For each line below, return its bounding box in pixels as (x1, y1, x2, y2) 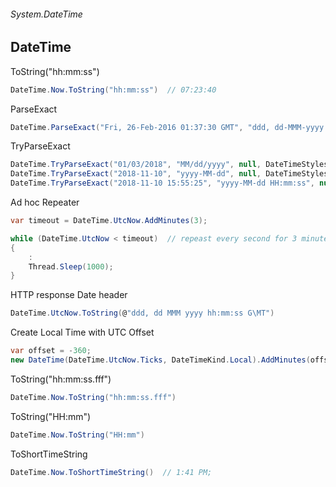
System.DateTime (10, 8, 83, 20)
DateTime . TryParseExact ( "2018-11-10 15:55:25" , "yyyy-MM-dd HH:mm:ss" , (10, 178, 315, 189)
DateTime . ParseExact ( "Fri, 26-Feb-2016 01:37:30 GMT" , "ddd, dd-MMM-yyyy (10, 122, 325, 132)
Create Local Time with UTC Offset (10, 326, 155, 339)
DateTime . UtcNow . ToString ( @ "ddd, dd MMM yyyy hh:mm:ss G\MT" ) (10, 308, 275, 319)
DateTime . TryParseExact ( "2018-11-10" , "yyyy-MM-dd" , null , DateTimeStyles (10, 169, 329, 179)
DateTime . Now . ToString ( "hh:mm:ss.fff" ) (10, 392, 177, 402)
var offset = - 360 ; (10, 346, 92, 356)
